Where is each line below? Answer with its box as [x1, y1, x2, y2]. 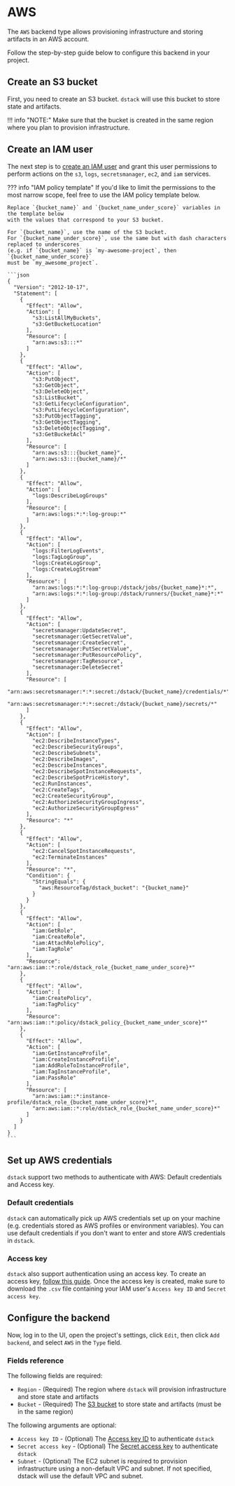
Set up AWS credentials [7, 1154, 113, 1166]
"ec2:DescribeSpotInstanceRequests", [32, 768, 142, 775]
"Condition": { [25, 872, 71, 879]
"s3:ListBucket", [32, 394, 83, 401]
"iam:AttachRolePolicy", [32, 939, 105, 946]
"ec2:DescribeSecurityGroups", [32, 743, 124, 750]
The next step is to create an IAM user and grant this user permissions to [7, 162, 218, 170]
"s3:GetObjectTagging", [32, 418, 101, 426]
